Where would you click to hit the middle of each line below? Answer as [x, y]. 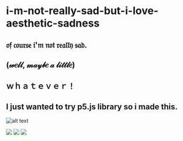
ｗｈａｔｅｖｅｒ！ [41, 86]
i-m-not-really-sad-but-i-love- [82, 11]
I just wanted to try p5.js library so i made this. [92, 107]
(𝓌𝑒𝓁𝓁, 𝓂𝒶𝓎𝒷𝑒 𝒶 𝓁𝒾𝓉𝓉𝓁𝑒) [41, 65]
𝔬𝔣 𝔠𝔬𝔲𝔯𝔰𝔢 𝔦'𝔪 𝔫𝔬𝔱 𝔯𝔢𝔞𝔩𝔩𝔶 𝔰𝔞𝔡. [47, 45]
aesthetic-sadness [53, 23]
